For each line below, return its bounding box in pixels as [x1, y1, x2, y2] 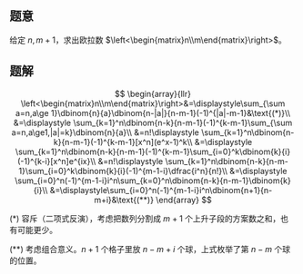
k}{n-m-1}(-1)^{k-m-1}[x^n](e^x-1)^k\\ [53, 136, 193, 147]
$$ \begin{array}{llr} [115, 88, 191, 99]
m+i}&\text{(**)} [94, 194, 155, 205]
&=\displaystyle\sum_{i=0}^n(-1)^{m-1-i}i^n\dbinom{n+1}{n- [49, 184, 273, 195]
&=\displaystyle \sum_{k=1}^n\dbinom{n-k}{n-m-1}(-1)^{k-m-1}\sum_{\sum [13, 117, 293, 128]
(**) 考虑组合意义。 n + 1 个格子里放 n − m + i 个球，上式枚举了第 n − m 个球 [9, 243, 291, 254]
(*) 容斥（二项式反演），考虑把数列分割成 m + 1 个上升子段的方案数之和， [9, 212, 281, 224]
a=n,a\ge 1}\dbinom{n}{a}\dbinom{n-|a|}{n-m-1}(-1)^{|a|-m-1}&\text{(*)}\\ [15, 107, 291, 118]
